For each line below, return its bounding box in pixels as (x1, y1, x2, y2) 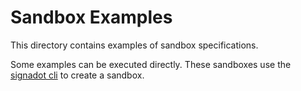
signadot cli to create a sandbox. (10, 69, 145, 81)
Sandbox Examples (10, 6, 173, 29)
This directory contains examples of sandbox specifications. (10, 39, 259, 51)
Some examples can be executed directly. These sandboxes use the (10, 58, 292, 70)
